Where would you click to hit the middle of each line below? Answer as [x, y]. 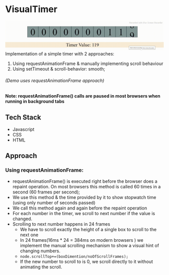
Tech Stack [23, 117]
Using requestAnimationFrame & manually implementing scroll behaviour [88, 63]
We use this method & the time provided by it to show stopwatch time [84, 197]
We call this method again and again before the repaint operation [80, 208]
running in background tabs [35, 101]
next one [29, 235]
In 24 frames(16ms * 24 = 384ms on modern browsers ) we [81, 240]
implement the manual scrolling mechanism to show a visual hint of [90, 245]
